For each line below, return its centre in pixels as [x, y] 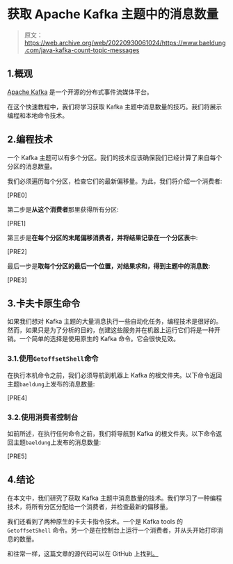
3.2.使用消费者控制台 [43, 417]
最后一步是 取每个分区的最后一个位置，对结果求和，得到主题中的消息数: [109, 266]
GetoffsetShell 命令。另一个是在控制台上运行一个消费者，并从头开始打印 [112, 530]
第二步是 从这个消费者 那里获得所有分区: [63, 209]
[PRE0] [17, 195]
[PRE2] [17, 251]
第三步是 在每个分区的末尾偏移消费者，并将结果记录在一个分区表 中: [103, 237]
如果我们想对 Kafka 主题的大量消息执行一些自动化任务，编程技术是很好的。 [115, 322]
